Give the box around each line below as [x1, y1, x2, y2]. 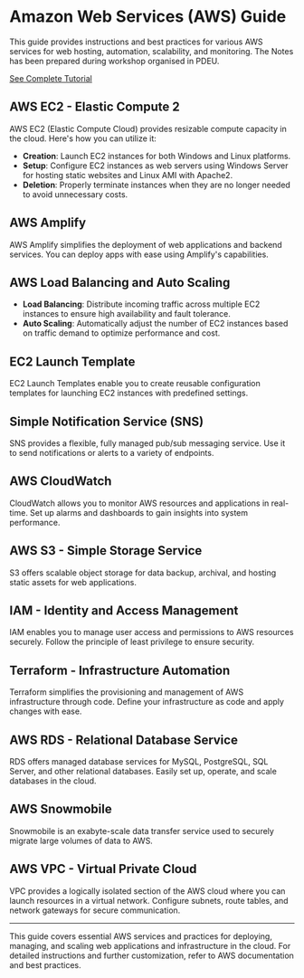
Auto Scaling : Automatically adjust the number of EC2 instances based [22, 318, 289, 329]
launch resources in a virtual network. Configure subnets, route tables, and [9, 895, 289, 906]
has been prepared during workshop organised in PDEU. [9, 55, 220, 66]
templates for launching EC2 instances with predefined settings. [9, 387, 249, 399]
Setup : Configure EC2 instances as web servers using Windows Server [22, 160, 289, 171]
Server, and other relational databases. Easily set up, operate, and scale [9, 766, 278, 777]
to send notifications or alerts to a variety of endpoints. [9, 448, 214, 458]
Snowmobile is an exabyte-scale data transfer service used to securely [9, 825, 274, 836]
